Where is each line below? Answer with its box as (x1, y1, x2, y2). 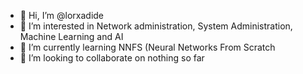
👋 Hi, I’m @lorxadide (19, 10, 105, 21)
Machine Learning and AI (19, 31, 124, 42)
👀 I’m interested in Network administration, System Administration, (19, 20, 293, 32)
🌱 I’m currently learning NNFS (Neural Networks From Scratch (19, 41, 276, 53)
